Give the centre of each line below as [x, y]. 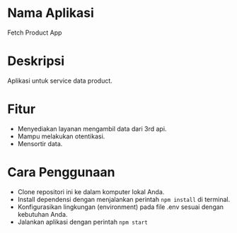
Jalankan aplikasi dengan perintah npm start [83, 222]
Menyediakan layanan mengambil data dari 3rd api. [92, 129]
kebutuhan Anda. [42, 214]
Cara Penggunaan [61, 172]
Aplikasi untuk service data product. [60, 80]
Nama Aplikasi [51, 13]
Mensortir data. [40, 143]
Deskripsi [36, 61]
